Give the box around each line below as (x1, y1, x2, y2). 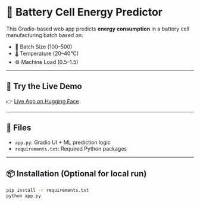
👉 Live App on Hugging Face (6, 97, 79, 105)
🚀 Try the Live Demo (6, 81, 82, 91)
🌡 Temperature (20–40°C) (14, 50, 79, 57)
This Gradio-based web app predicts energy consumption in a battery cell (6, 25, 189, 32)
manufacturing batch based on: (6, 31, 83, 38)
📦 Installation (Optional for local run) (6, 169, 147, 179)
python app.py (6, 193, 42, 199)
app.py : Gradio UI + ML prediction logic (14, 139, 111, 146)
